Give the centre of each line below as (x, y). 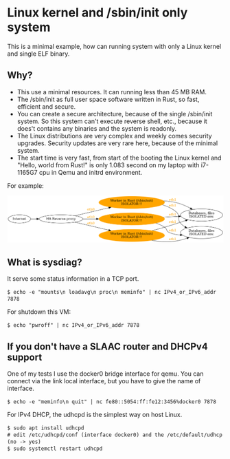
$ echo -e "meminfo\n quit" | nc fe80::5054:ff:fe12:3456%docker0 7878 (112, 402)
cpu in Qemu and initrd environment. (91, 172)
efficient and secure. (46, 106)
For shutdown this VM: (39, 312)
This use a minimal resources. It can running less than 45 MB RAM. (112, 92)
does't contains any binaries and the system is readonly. (97, 128)
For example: (26, 185)
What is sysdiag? (45, 262)
